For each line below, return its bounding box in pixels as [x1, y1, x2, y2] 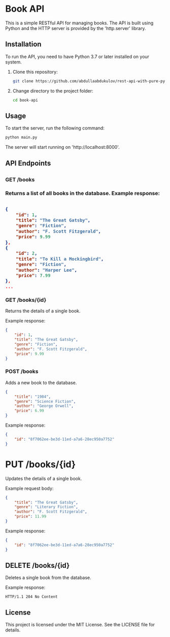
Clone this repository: [12, 69, 58, 75]
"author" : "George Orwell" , [14, 403, 74, 409]
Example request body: [5, 485, 54, 491]
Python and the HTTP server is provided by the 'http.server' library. [5, 25, 146, 31]
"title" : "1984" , [14, 394, 51, 399]
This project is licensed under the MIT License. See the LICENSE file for [5, 622, 155, 628]
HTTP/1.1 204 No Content [5, 594, 58, 599]
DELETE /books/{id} [5, 561, 70, 569]
